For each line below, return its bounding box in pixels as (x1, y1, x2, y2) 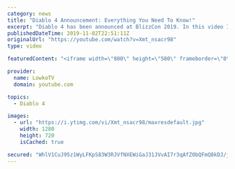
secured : (7, 151, 33, 158)
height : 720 (20, 132, 55, 139)
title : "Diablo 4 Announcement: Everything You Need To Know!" (7, 17, 196, 24)
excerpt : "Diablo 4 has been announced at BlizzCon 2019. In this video (7, 23, 224, 30)
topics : (7, 94, 30, 101)
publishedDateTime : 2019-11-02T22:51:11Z (7, 29, 130, 37)
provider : (7, 68, 36, 75)
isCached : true (20, 138, 64, 145)
